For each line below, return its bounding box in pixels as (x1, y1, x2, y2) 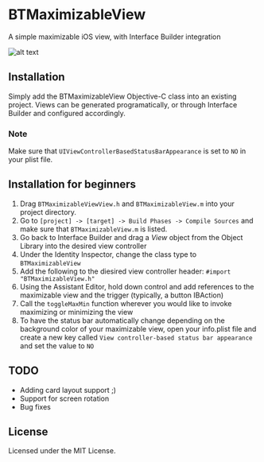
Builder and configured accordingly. (8, 108, 126, 118)
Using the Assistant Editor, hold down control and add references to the (19, 281, 254, 291)
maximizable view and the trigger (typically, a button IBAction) (19, 290, 224, 300)
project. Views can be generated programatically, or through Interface (8, 99, 238, 109)
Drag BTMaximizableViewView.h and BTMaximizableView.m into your (19, 199, 235, 208)
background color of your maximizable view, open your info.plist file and (19, 324, 257, 333)
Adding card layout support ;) (19, 385, 117, 394)
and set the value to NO (19, 340, 94, 351)
